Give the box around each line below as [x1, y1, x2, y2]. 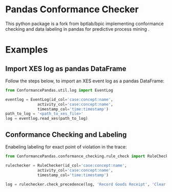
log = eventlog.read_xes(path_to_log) [5, 116, 88, 121]
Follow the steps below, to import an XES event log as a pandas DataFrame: [5, 78, 165, 84]
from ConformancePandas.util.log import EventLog [5, 88, 114, 93]
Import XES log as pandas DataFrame [5, 64, 126, 73]
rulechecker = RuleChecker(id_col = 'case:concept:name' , [5, 163, 127, 168]
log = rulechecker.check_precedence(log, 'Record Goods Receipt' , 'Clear [5, 182, 166, 187]
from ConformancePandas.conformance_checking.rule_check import [5, 154, 145, 159]
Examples [5, 44, 48, 56]
